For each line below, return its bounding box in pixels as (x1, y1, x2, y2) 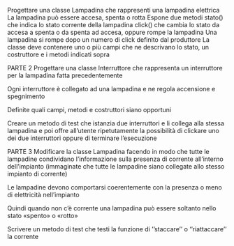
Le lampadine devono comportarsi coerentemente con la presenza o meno (7, 183, 222, 191)
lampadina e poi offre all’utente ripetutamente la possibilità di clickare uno (7, 127, 220, 134)
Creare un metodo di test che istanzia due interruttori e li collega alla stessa (7, 119, 225, 128)
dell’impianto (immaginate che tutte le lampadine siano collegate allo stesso (7, 162, 225, 170)
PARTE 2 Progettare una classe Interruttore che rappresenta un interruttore (7, 64, 224, 72)
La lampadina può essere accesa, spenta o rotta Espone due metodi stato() (7, 13, 224, 22)
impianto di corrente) (7, 170, 68, 178)
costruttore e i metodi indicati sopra (7, 50, 110, 59)
